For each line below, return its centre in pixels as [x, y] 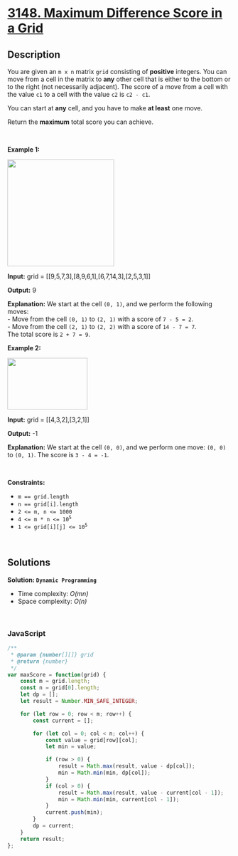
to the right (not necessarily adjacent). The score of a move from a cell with [118, 87]
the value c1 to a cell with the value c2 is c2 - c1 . [79, 94]
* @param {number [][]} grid [52, 654]
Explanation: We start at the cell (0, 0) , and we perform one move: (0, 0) [117, 447]
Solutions [29, 563]
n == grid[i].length [48, 504]
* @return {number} [39, 661]
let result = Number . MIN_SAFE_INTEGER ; [79, 701]
